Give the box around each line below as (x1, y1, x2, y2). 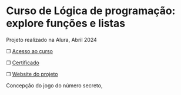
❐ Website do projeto (6, 70, 58, 77)
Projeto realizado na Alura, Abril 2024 (6, 36, 97, 43)
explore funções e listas (6, 17, 125, 30)
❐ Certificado (6, 59, 39, 66)
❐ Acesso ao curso (6, 47, 53, 54)
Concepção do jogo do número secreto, (6, 81, 103, 89)
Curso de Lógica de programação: (6, 4, 176, 18)
